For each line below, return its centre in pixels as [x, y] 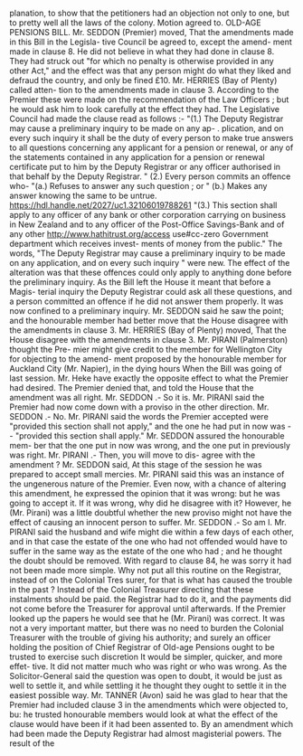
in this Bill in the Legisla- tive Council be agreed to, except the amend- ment [151, 42]
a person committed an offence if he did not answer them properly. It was [147, 301]
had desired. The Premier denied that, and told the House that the [132, 387]
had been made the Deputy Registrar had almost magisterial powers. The [146, 733]
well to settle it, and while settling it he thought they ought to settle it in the [148, 685]
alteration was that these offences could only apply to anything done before [151, 272]
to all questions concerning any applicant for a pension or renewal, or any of [151, 147]
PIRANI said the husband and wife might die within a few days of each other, [151, 532]
